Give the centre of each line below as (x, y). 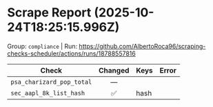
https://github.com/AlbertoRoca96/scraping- (142, 46)
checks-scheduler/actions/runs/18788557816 (71, 53)
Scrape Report (49, 13)
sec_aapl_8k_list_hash (48, 93)
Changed (114, 70)
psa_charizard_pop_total (51, 82)
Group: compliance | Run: (42, 46)
